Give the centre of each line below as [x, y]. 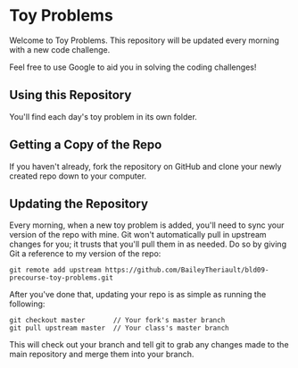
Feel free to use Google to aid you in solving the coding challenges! [133, 67]
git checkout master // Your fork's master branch [117, 321]
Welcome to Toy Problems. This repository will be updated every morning [144, 40]
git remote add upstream [55, 270]
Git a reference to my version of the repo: [85, 254]
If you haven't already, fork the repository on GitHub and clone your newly [145, 166]
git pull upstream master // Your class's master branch [119, 328]
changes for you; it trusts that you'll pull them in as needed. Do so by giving [148, 244]
